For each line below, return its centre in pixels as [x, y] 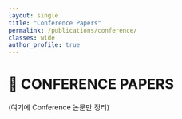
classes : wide [32, 38]
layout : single [34, 15]
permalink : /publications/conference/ [73, 30]
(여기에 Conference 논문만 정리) [59, 107]
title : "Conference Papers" [55, 23]
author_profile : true [44, 45]
